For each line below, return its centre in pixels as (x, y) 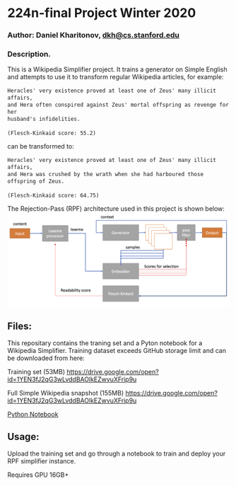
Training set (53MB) (36, 372)
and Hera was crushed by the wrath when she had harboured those (105, 175)
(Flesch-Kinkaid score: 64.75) (53, 196)
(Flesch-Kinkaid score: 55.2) (52, 133)
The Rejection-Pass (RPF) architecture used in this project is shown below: (116, 209)
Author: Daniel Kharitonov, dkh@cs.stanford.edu (94, 35)
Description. (29, 54)
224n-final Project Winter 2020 (102, 13)
